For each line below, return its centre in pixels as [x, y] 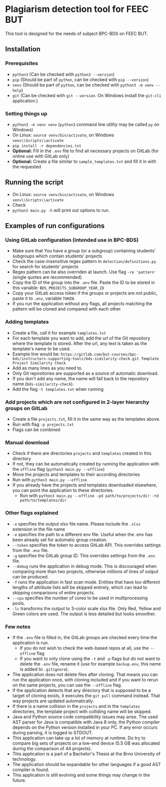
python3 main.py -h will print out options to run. [61, 210]
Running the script [34, 182]
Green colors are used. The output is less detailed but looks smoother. [84, 614]
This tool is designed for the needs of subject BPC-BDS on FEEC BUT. [77, 33]
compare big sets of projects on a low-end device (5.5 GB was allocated [86, 743]
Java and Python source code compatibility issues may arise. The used [85, 717]
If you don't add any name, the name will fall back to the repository [81, 378]
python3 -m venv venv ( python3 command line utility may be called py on [86, 124]
